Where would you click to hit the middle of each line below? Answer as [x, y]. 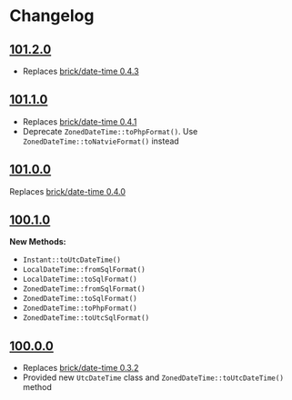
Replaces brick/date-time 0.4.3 [81, 71]
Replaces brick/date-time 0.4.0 [67, 191]
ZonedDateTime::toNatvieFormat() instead [101, 141]
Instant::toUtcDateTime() [71, 260]
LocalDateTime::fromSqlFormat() [84, 270]
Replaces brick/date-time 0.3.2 [81, 368]
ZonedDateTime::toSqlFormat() [80, 299]
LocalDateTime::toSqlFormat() [80, 280]
